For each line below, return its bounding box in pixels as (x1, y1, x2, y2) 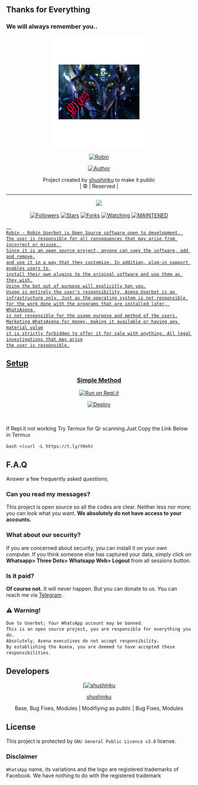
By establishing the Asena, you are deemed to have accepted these (6, 644, 176, 650)
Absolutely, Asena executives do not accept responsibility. (6, 638, 160, 644)
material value (6, 324, 44, 330)
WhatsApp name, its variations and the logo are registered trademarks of (6, 766, 179, 773)
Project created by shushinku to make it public (42, 176, 156, 183)
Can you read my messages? (6, 490, 91, 498)
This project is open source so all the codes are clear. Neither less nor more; (6, 503, 192, 511)
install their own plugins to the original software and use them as (6, 271, 181, 277)
